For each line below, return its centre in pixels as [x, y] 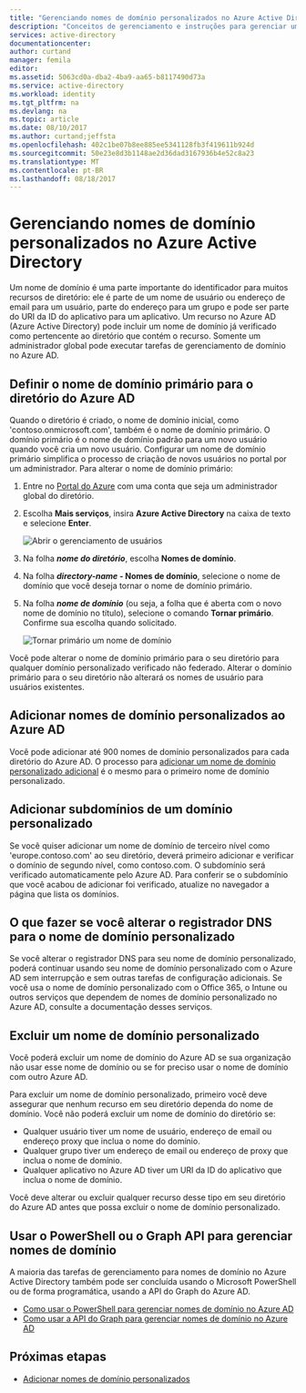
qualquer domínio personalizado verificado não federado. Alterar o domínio [151, 667]
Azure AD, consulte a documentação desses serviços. [111, 1007]
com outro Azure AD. [49, 1077]
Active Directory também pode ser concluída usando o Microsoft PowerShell [153, 1282]
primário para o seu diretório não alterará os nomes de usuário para [137, 677]
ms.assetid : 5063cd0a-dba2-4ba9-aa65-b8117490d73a [107, 77]
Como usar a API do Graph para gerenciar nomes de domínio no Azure [155, 1319]
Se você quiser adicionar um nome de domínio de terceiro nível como [140, 845]
